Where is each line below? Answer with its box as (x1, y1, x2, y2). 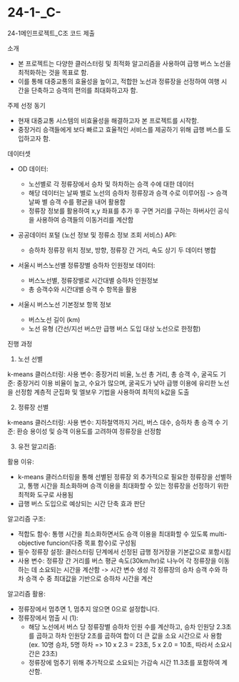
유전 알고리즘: (17, 442, 57, 451)
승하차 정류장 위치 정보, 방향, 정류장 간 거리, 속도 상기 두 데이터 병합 (28, 246, 216, 254)
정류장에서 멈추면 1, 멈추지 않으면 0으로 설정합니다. (17, 604, 160, 613)
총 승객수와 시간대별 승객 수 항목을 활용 (28, 285, 138, 294)
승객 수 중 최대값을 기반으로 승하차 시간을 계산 (25, 574, 153, 583)
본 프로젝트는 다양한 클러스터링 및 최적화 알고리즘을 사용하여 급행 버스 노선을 (17, 59, 232, 68)
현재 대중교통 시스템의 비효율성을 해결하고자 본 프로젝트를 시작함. (17, 116, 199, 125)
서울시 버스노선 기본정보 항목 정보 (17, 300, 112, 309)
